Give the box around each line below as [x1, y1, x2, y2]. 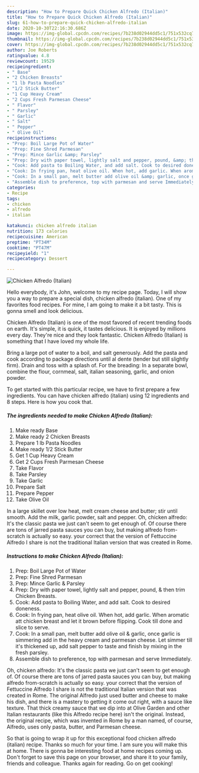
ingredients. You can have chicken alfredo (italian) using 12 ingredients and [6, 392, 190, 399]
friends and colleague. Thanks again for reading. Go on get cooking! [6, 760, 173, 767]
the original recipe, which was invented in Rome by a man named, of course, [6, 717, 193, 725]
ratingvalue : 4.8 [6, 53, 50, 59]
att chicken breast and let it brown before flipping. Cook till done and [15, 617, 182, 625]
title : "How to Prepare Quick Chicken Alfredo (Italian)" [6, 14, 152, 20]
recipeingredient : [6, 63, 52, 70]
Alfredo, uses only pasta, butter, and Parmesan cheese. [6, 723, 142, 730]
